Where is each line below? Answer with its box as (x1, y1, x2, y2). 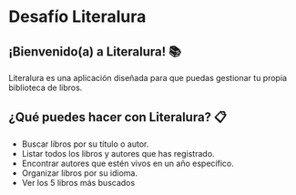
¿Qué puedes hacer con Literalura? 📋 (8, 109, 227, 125)
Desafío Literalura (8, 6, 147, 27)
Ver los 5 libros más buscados (21, 177, 136, 188)
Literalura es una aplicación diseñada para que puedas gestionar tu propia (8, 73, 288, 83)
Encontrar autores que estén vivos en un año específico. (21, 158, 234, 169)
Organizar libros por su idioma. (21, 167, 138, 179)
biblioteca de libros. (8, 82, 83, 93)
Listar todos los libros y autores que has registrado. (21, 148, 215, 159)
